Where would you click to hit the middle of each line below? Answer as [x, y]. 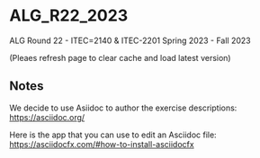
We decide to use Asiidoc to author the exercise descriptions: [123, 108]
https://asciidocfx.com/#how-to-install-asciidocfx [102, 144]
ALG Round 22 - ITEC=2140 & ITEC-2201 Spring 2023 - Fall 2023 [130, 40]
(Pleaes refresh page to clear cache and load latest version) [120, 57]
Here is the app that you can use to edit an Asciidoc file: [113, 135]
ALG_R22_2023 [69, 16]
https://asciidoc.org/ [47, 117]
